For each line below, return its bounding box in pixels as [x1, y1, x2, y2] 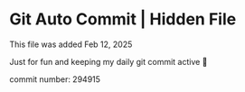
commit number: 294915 [9, 73, 101, 85]
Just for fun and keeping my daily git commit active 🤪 [9, 56, 208, 67]
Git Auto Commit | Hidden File [9, 9, 237, 30]
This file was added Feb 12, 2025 [9, 39, 133, 50]
